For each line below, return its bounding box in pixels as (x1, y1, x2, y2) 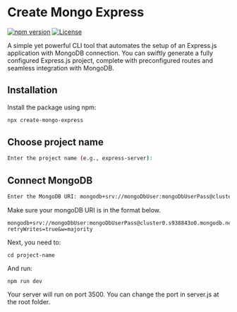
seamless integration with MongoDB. (7, 64, 114, 72)
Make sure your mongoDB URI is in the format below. (7, 206, 161, 214)
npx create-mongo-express (7, 116, 83, 124)
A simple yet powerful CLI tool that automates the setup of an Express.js (7, 41, 217, 49)
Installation (7, 84, 58, 96)
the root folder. (7, 298, 51, 306)
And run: (7, 264, 33, 272)
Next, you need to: (7, 238, 61, 246)
